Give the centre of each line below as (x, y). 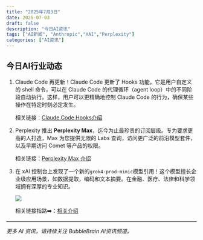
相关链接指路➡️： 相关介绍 (47, 210)
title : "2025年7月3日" (34, 12)
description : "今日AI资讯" (38, 29)
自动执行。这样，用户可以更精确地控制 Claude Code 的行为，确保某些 (107, 97)
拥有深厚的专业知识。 (47, 186)
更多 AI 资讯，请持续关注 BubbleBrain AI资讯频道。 (69, 231)
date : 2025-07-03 (28, 18)
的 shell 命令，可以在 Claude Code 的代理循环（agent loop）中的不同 (101, 89)
